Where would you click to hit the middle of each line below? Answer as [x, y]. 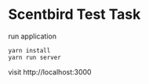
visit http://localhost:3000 [50, 71]
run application [33, 36]
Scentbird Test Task [74, 15]
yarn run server [35, 57]
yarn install [29, 50]
